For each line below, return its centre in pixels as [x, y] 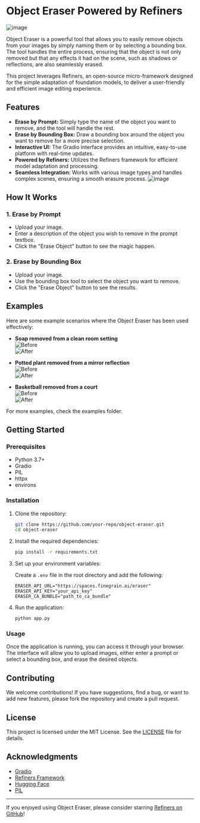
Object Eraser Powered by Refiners [94, 11]
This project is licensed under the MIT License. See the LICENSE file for [94, 732]
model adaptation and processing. [57, 166]
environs [26, 485]
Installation [23, 501]
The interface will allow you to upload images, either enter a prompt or [92, 653]
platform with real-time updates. [54, 153]
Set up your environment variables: [58, 564]
